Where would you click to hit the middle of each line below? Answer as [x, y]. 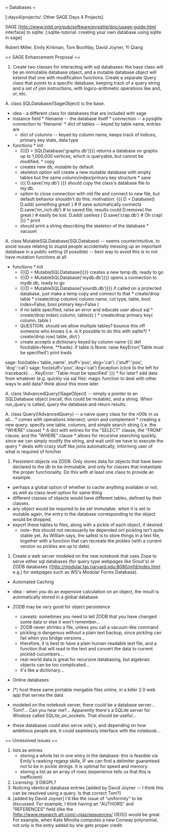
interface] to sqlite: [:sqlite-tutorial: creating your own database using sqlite [83, 32]
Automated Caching [33, 582]
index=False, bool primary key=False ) [59, 304]
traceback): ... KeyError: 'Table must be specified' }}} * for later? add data [81, 373]
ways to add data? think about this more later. [52, 384]
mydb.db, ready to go [42, 283]
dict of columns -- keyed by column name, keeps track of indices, [88, 135]
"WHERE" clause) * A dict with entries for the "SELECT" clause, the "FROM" [84, 430]
